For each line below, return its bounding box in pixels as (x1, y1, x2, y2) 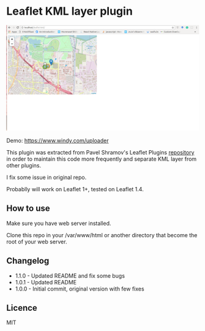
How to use (6, 204, 50, 214)
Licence (6, 303, 38, 313)
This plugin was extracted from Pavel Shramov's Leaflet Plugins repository (6, 149, 195, 156)
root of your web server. (6, 238, 67, 245)
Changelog (6, 256, 50, 266)
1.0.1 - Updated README (15, 278, 77, 286)
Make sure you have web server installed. (6, 219, 111, 227)
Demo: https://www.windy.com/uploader (6, 137, 109, 145)
